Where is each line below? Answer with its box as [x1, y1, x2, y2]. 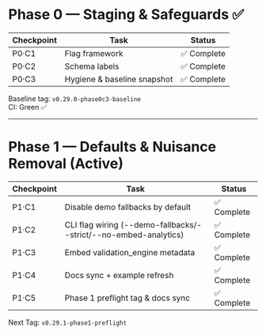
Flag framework [64, 47, 123, 58]
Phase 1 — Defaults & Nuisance [8, 138, 217, 156]
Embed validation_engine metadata [64, 247, 196, 258]
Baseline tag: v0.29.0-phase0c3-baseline [8, 93, 141, 104]
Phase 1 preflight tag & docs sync [64, 292, 191, 303]
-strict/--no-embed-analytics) [64, 229, 184, 240]
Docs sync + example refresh [64, 269, 174, 280]
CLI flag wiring [64, 219, 119, 230]
